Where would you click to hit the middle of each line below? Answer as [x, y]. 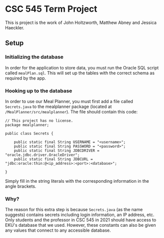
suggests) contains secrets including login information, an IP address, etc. [80, 215]
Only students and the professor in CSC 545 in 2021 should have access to [81, 220]
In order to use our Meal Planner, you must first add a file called [69, 101]
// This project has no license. [39, 121]
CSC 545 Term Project [51, 9]
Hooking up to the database [39, 90]
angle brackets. [21, 186]
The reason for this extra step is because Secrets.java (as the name [74, 210]
